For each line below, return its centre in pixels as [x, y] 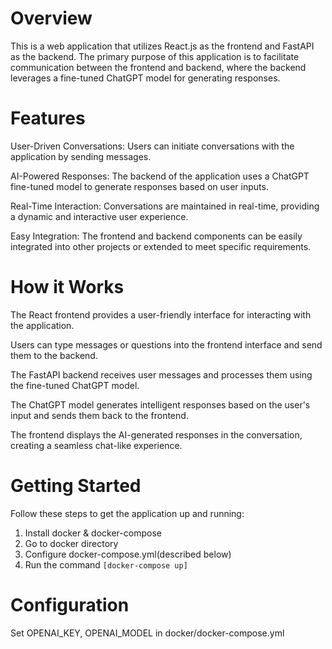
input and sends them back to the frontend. [99, 415]
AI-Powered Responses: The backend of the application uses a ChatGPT [160, 176]
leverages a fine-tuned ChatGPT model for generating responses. [145, 78]
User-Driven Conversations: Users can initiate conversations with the [152, 146]
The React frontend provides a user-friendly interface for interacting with [161, 314]
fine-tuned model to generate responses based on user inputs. [139, 186]
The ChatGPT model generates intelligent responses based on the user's [160, 404]
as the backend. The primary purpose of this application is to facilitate [155, 56]
